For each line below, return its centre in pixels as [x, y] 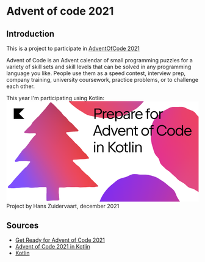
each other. [21, 86]
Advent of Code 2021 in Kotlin [52, 247]
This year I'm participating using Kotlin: [56, 98]
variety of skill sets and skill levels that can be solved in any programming [99, 67]
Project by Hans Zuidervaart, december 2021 [63, 206]
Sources [23, 225]
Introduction [31, 34]
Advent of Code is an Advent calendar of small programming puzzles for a [100, 60]
